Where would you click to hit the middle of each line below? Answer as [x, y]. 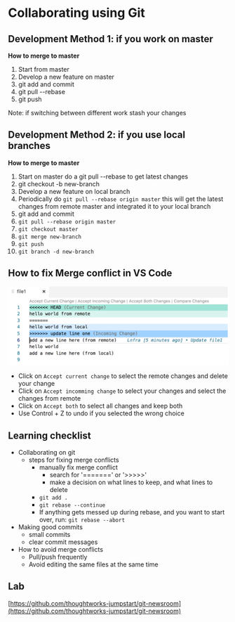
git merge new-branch [49, 237]
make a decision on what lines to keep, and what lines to [131, 482]
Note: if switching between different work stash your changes [97, 113]
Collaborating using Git [77, 13]
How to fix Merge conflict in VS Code [90, 273]
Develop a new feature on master [66, 77]
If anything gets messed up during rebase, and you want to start [132, 512]
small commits [49, 535]
